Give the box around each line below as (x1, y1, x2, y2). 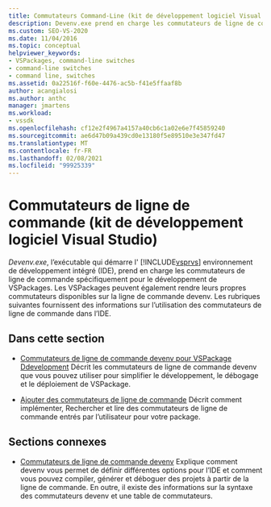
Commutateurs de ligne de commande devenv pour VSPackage (19, 353, 232, 363)
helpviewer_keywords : (8, 49, 81, 57)
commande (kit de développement (8, 214, 244, 232)
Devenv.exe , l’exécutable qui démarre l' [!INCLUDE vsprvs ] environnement (8, 257, 253, 267)
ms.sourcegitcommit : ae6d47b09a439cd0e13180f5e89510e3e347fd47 (8, 131, 226, 139)
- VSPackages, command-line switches (8, 57, 135, 65)
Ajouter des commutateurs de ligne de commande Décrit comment (19, 394, 242, 404)
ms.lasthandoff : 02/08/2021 (8, 154, 103, 162)
